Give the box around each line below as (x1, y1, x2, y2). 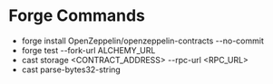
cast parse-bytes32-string (21, 64, 122, 75)
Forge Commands (8, 5, 146, 26)
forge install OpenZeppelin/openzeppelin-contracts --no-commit (21, 35, 264, 46)
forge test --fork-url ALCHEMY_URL (21, 44, 156, 55)
